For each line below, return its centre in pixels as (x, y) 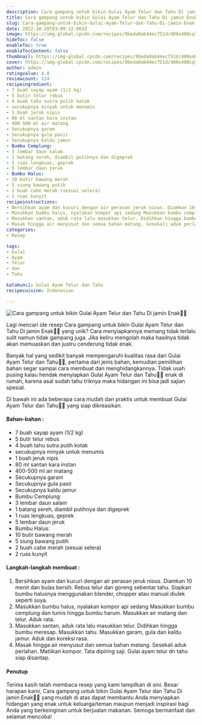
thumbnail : (20, 57)
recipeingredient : (29, 85)
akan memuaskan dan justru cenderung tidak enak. (70, 344)
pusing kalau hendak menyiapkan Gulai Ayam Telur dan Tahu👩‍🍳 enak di (95, 375)
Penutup (17, 671)
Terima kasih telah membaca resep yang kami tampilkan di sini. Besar (92, 685)
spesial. (16, 387)
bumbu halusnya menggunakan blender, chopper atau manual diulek (100, 594)
